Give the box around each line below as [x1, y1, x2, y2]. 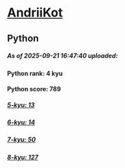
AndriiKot [7, 5, 63, 21]
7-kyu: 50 [7, 136, 36, 144]
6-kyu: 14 [7, 118, 36, 127]
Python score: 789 [7, 85, 61, 93]
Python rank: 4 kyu [7, 69, 63, 77]
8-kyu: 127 [7, 153, 39, 161]
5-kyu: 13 [7, 100, 35, 109]
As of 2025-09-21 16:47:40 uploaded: [7, 52, 118, 60]
